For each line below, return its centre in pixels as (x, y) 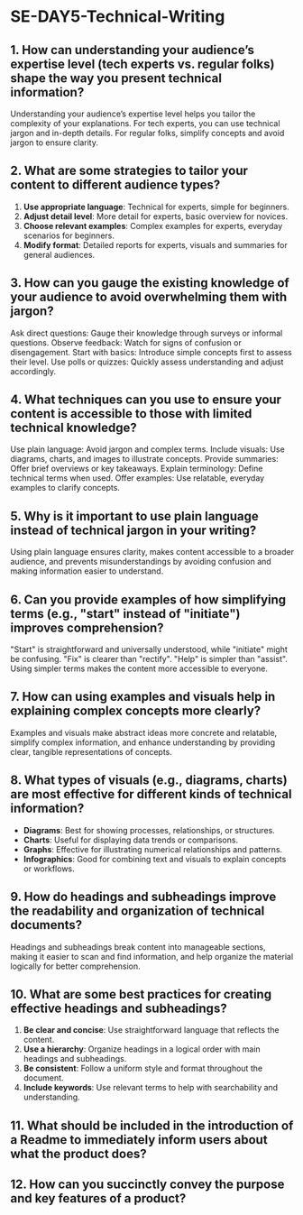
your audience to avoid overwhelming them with (149, 297)
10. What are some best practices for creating (141, 994)
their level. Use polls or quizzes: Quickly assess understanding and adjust (147, 362)
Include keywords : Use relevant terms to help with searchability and (151, 1088)
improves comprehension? (87, 627)
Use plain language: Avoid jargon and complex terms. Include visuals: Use (147, 449)
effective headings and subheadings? (119, 1008)
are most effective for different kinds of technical (151, 794)
